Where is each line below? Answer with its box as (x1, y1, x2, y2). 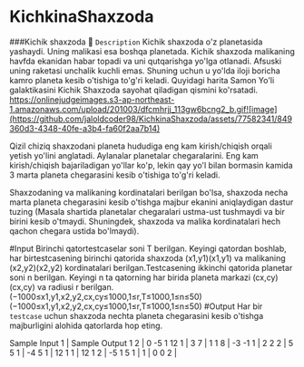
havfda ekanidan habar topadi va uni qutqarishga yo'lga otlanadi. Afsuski (9, 55, 282, 66)
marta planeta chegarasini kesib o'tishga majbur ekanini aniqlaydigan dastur (9, 197, 294, 208)
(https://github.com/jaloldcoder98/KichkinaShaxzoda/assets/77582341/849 (9, 113, 293, 124)
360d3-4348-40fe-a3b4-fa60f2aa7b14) (9, 122, 161, 133)
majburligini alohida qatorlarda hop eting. (9, 320, 163, 331)
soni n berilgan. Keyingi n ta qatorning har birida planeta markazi (9, 272, 251, 283)
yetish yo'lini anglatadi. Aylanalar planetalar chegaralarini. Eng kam (9, 150, 259, 160)
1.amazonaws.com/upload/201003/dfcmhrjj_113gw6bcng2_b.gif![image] (9, 103, 278, 114)
